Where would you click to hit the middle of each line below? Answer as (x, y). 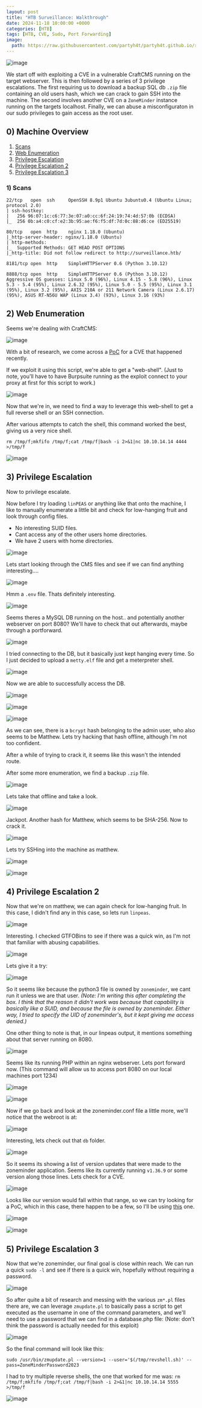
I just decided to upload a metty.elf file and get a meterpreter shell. (90, 660)
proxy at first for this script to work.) (51, 382)
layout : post (23, 12)
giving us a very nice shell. (39, 430)
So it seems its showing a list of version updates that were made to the (94, 1164)
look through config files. (37, 516)
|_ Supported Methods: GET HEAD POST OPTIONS (66, 248)
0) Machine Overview (47, 132)
